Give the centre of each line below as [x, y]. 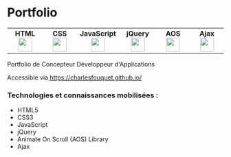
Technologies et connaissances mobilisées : [83, 95]
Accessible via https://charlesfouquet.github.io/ [75, 77]
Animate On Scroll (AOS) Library [63, 139]
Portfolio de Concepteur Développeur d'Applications [81, 64]
